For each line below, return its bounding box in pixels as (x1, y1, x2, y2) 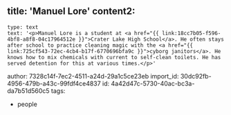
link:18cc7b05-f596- (161, 30, 221, 36)
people (17, 100, 38, 108)
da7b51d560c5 (7, 86, 50, 95)
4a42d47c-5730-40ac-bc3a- (111, 79, 195, 87)
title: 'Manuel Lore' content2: (7, 6, 136, 17)
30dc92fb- (180, 72, 212, 80)
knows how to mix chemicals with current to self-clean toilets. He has (7, 54, 221, 61)
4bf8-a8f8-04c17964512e (7, 36, 76, 43)
